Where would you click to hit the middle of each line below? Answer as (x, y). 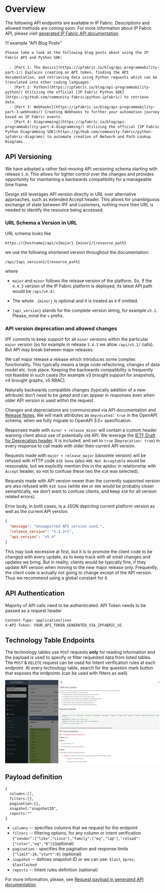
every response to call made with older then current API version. (70, 446)
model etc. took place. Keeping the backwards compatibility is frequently (79, 370)
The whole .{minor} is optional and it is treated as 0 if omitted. (75, 301)
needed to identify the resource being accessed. (54, 210)
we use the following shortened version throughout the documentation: (77, 252)
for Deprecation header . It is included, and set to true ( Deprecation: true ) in (82, 441)
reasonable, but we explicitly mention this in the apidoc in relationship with (81, 466)
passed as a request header (33, 610)
